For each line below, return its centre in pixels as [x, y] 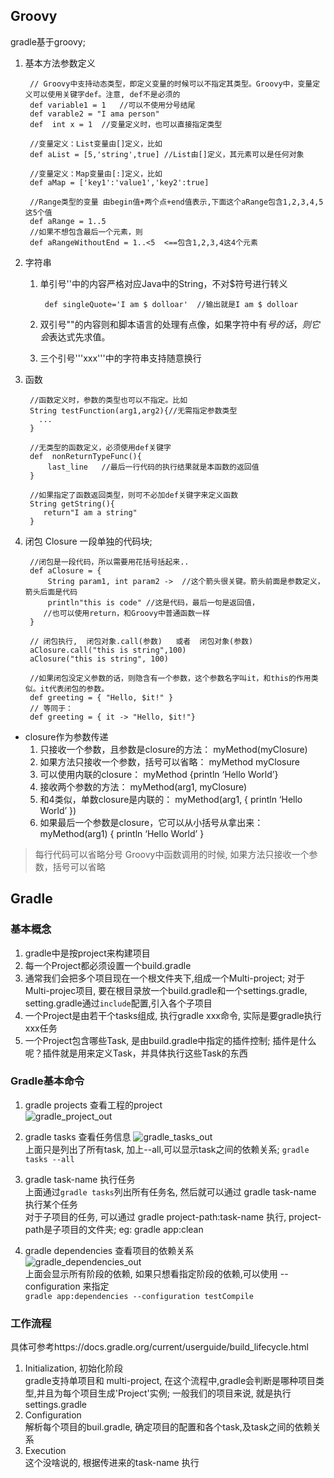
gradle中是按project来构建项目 [87, 953]
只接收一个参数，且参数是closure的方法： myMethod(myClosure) [173, 749]
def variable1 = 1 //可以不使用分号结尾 [112, 105]
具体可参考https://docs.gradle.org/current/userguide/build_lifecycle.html [159, 1347]
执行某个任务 [51, 1204]
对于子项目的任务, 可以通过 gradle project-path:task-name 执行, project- [173, 1216]
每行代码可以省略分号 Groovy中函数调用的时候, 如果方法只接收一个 [172, 854]
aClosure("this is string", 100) [99, 659]
